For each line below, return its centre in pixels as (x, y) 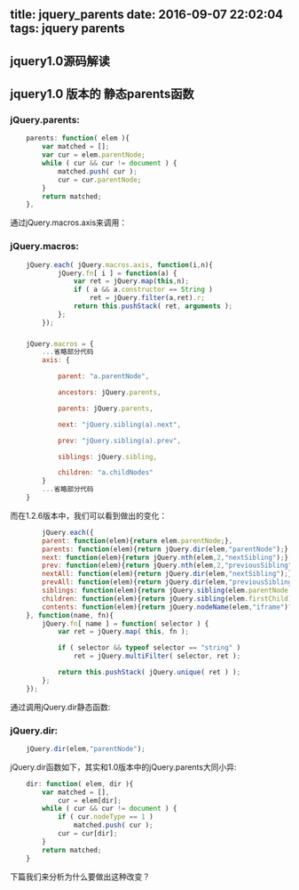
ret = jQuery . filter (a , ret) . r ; (147, 298)
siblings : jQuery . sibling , (107, 457)
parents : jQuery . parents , (105, 409)
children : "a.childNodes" (105, 473)
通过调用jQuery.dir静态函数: (60, 707)
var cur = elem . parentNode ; (94, 155)
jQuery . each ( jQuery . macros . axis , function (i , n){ (120, 265)
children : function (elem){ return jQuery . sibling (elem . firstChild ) (167, 599)
